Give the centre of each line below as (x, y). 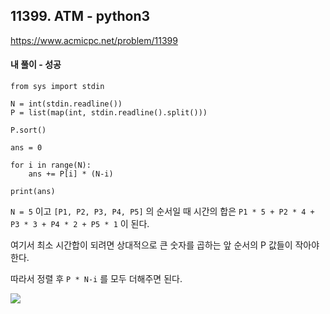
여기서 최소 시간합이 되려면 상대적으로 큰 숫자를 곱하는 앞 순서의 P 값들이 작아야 (165, 245)
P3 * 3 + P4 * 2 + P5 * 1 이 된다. (80, 224)
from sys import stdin (57, 87)
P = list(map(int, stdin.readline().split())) (109, 113)
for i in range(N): (51, 165)
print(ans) (33, 192)
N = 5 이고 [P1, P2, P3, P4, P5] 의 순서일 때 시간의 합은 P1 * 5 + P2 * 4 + (162, 211)
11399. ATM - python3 (80, 16)
